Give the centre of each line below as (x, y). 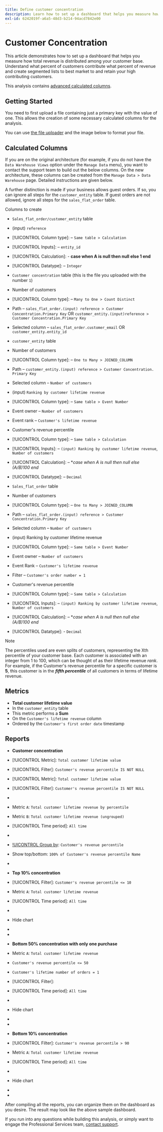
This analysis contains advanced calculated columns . (58, 86)
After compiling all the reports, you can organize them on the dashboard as (80, 1104)
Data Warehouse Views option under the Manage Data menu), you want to (76, 164)
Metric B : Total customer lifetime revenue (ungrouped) (68, 816)
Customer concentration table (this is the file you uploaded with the (79, 275)
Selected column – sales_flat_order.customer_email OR (68, 327)
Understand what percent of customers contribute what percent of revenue (81, 66)
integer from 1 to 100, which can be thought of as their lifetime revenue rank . (81, 660)
